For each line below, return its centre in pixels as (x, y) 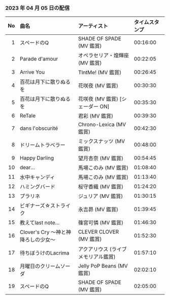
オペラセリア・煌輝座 (103, 56)
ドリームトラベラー (43, 145)
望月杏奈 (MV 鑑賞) (101, 159)
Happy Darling (37, 158)
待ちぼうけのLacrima (45, 253)
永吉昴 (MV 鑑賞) (98, 210)
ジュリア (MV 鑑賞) (100, 196)
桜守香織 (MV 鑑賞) (101, 187)
